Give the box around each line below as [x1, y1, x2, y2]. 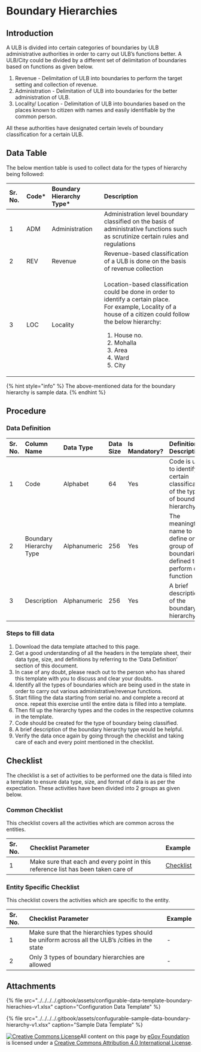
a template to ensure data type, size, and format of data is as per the [6, 778, 175, 785]
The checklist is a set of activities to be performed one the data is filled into [6, 772, 192, 779]
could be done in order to [103, 288, 175, 296]
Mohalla [114, 338, 136, 347]
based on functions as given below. [6, 63, 94, 70]
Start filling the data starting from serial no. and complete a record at [14, 694, 184, 701]
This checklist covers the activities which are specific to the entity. [6, 897, 170, 904]
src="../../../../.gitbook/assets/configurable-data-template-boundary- [23, 997, 193, 1004]
